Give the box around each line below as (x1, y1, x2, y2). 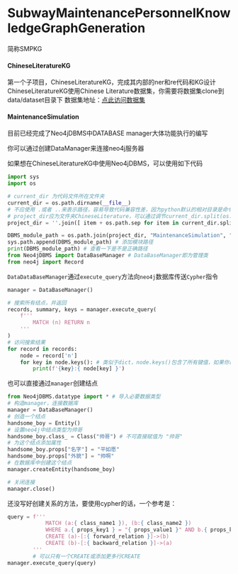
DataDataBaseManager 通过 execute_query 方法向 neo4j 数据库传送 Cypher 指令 (7, 272, 218, 281)
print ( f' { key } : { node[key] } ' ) (33, 365, 125, 372)
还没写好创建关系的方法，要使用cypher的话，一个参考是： (7, 499, 177, 507)
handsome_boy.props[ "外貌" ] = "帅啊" (7, 453, 115, 460)
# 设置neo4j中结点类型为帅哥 (7, 426, 83, 433)
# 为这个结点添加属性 (7, 439, 62, 447)
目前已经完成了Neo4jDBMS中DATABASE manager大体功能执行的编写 (7, 129, 208, 138)
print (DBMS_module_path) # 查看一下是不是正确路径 (7, 245, 148, 253)
